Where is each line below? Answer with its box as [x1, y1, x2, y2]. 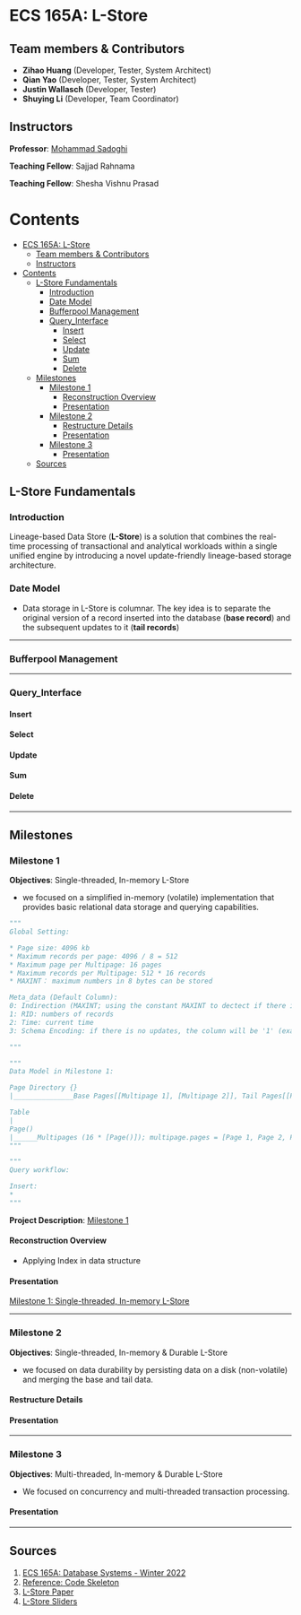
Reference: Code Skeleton [21, 1576, 119, 1587]
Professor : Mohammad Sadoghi [9, 143, 128, 153]
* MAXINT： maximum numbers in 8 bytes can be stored [9, 977, 213, 986]
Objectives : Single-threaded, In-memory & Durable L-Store [9, 1347, 228, 1358]
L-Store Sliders [21, 1595, 78, 1606]
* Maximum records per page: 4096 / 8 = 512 [9, 951, 178, 960]
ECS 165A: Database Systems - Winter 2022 [21, 1567, 186, 1578]
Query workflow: [9, 1166, 70, 1175]
